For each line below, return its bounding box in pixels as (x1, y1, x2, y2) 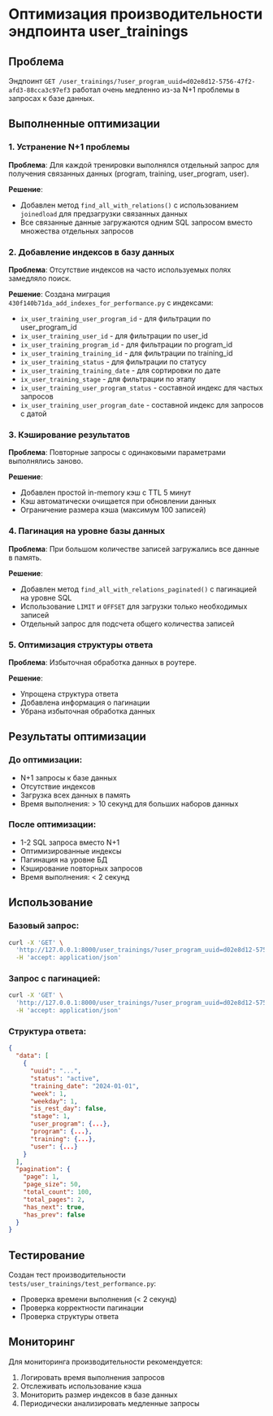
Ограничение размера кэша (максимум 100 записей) (19, 505, 206, 515)
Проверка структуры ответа (19, 1312, 119, 1322)
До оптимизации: (8, 754, 83, 766)
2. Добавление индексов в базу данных (8, 246, 175, 257)
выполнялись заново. (8, 457, 84, 466)
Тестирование (8, 1248, 85, 1262)
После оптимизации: (8, 819, 97, 830)
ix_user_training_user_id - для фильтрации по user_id (19, 330, 209, 340)
